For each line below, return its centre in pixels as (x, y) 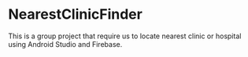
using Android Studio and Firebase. (65, 44)
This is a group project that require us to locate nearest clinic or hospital (125, 36)
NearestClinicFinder (76, 14)
